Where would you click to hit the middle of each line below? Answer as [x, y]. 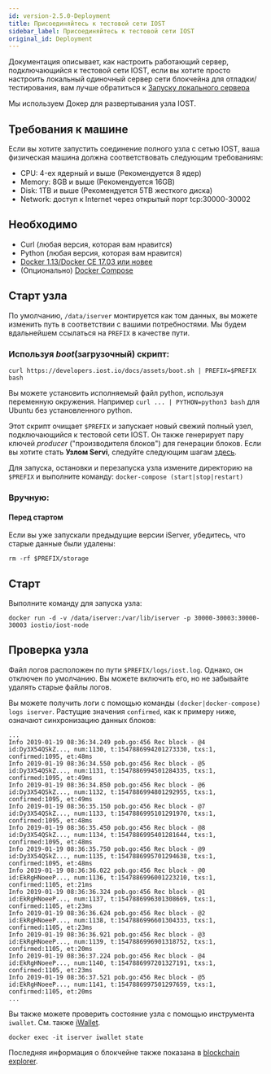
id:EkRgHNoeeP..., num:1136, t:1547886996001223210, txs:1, [113, 877]
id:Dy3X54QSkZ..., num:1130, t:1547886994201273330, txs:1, [113, 749]
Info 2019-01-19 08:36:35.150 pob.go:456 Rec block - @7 [107, 806]
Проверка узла [49, 650]
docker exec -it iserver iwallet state [76, 1037]
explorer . [23, 1061]
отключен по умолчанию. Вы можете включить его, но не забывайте [129, 678]
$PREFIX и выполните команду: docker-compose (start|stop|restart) [126, 476]
